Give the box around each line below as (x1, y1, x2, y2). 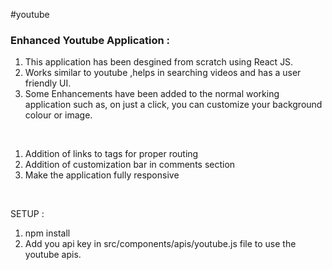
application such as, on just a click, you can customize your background (24, 99, 323, 111)
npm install (24, 227, 71, 239)
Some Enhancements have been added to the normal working (24, 88, 280, 100)
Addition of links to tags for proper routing (24, 148, 199, 160)
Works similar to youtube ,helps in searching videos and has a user (24, 67, 302, 79)
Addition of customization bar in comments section (24, 159, 236, 171)
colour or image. (24, 109, 93, 121)
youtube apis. (24, 249, 82, 261)
